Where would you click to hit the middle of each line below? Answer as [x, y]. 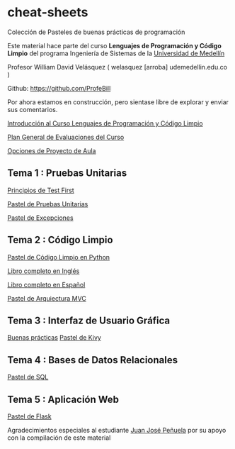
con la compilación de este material [59, 438]
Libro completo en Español [46, 284]
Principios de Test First [41, 190]
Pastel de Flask [29, 416]
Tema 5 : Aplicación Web [63, 399]
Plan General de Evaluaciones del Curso [66, 137]
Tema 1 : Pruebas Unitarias [67, 173]
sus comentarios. [33, 109]
